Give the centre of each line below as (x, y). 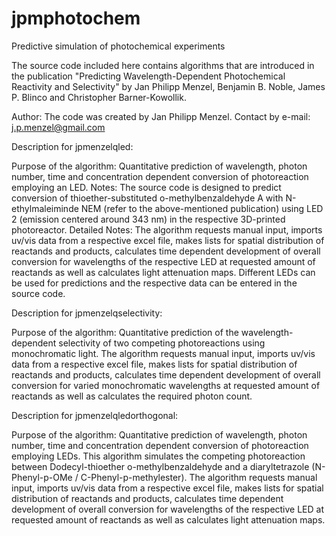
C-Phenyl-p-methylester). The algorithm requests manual (199, 477)
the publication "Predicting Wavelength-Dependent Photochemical (148, 76)
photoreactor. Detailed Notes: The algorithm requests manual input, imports (167, 229)
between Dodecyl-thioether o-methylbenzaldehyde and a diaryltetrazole (160, 466)
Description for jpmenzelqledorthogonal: (95, 415)
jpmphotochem (76, 18)
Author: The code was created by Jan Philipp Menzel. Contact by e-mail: (161, 116)
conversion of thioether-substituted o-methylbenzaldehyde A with (147, 198)
